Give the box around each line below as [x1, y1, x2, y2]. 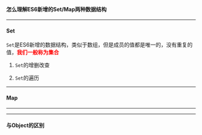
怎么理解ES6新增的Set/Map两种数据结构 [6, 5, 107, 13]
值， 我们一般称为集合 [6, 49, 59, 56]
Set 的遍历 [14, 74, 40, 81]
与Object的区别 [6, 122, 45, 129]
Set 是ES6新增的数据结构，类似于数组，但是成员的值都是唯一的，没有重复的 [6, 41, 193, 48]
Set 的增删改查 [14, 61, 50, 69]
